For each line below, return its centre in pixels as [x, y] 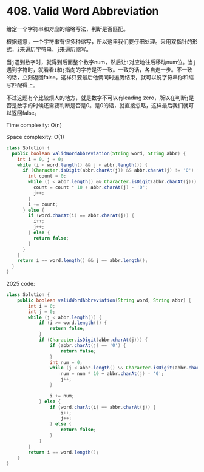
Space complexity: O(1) [36, 137]
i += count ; [43, 204]
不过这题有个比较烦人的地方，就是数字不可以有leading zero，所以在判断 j [98, 98]
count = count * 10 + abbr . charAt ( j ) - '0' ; [90, 187]
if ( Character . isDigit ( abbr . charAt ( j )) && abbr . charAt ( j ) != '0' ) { [111, 170]
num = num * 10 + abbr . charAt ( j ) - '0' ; [112, 374]
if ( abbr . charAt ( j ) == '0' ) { [88, 345]
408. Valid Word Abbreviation [83, 11]
